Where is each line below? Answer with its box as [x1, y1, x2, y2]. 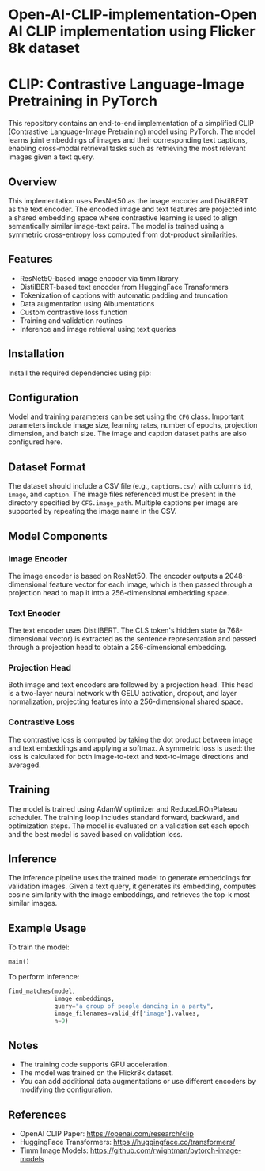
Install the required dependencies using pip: [8, 368, 152, 378]
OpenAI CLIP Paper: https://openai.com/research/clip [19, 1129, 194, 1139]
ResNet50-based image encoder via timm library [19, 273, 179, 283]
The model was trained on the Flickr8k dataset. [19, 1068, 174, 1078]
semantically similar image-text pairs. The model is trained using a [8, 221, 225, 230]
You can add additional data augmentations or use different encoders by [19, 1077, 256, 1086]
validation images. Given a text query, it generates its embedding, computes [8, 881, 256, 892]
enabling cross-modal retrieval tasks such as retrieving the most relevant [8, 144, 246, 154]
